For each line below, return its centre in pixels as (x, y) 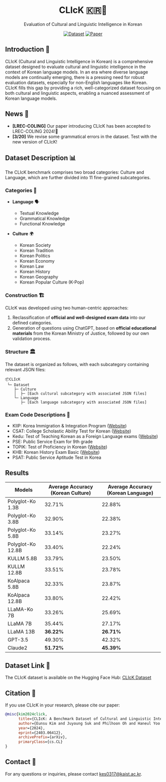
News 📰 (17, 114)
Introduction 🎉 (28, 49)
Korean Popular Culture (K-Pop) (52, 282)
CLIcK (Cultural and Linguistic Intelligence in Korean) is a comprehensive (79, 61)
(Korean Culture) (71, 493)
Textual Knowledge (39, 213)
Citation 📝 (21, 693)
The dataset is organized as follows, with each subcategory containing (77, 364)
